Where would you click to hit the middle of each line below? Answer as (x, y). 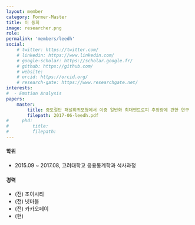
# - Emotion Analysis (34, 93)
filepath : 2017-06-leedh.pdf (63, 115)
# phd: (19, 121)
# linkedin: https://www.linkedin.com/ (66, 55)
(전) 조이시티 (29, 194)
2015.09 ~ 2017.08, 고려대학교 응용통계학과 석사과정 (75, 166)
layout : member (25, 11)
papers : (16, 99)
